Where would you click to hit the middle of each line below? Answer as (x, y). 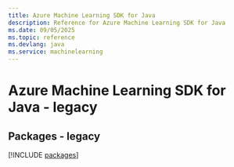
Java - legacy (53, 107)
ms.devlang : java (36, 45)
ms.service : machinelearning (56, 52)
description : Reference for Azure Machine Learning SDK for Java (117, 23)
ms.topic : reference (42, 37)
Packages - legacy (54, 136)
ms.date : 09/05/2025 (42, 30)
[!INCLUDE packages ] (43, 155)
